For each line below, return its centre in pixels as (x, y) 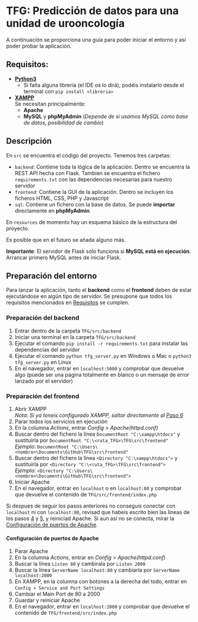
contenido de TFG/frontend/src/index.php (66, 613)
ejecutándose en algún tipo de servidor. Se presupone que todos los (89, 297)
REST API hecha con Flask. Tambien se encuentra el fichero (87, 173)
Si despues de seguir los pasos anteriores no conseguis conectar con (91, 506)
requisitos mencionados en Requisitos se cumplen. (68, 302)
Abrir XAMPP (31, 409)
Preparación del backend (43, 318)
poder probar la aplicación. (39, 46)
